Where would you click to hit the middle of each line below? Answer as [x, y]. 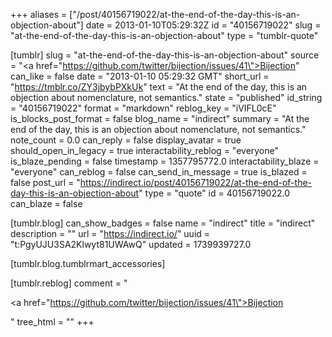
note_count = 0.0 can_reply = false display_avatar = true [126, 140]
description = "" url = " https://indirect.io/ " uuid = [110, 233]
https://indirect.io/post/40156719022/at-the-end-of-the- [196, 182]
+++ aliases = [39, 14]
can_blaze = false [46, 203]
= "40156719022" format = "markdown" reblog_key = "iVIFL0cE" [143, 108]
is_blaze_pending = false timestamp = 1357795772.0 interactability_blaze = [165, 161]
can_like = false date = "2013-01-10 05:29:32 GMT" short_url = [140, 76]
